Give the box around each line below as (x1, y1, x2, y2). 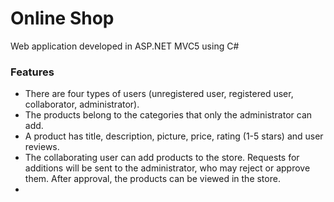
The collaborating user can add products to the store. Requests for (24, 152, 300, 164)
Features (10, 65, 55, 79)
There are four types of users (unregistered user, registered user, (24, 88, 294, 100)
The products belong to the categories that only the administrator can (24, 109, 313, 121)
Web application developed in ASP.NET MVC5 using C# (10, 40, 240, 52)
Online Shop (10, 7, 115, 30)
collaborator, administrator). (24, 98, 140, 111)
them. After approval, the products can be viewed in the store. (24, 173, 281, 185)
